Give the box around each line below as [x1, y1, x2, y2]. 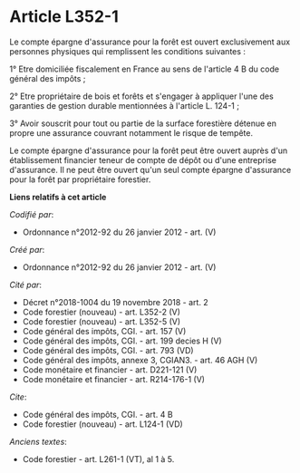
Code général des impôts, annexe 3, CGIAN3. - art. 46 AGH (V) [22, 354, 258, 365]
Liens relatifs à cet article [9, 191, 107, 202]
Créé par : [9, 244, 45, 255]
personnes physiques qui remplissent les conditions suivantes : [9, 45, 247, 56]
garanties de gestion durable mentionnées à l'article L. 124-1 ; [9, 100, 240, 111]
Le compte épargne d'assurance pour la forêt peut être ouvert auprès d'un [9, 145, 288, 156]
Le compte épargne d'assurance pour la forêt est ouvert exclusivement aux [9, 36, 291, 47]
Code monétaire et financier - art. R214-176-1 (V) [22, 373, 206, 384]
